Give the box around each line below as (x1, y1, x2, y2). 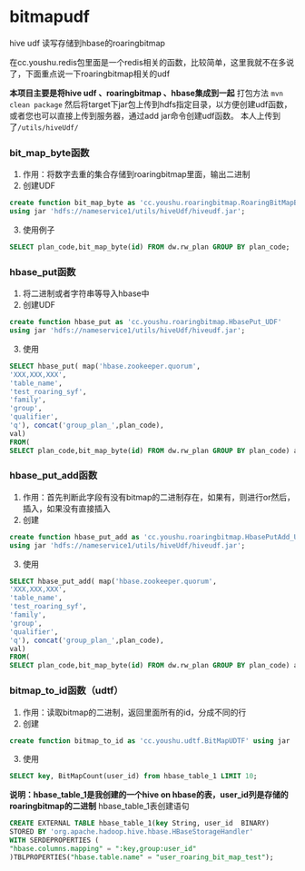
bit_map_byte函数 (9, 146, 90, 159)
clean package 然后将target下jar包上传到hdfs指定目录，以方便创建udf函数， (9, 98, 292, 110)
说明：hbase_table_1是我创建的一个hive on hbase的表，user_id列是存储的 (9, 789, 289, 800)
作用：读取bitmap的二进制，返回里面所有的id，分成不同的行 (22, 707, 247, 718)
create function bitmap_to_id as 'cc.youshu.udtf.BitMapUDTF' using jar (9, 736, 290, 746)
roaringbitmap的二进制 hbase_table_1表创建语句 (9, 801, 190, 812)
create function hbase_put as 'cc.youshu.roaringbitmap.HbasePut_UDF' (9, 318, 282, 327)
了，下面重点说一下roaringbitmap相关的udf (9, 68, 171, 79)
